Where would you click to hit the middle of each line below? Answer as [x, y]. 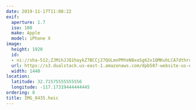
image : [14, 44]
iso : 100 [22, 28]
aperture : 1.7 [28, 22]
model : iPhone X [31, 38]
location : [18, 76]
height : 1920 [27, 49]
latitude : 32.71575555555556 [47, 82]
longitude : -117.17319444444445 [51, 87]
